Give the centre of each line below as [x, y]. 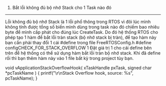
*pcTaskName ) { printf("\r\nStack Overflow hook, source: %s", [69, 73]
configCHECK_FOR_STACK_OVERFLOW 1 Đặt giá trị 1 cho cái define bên [79, 48]
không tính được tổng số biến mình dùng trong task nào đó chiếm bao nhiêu [82, 27]
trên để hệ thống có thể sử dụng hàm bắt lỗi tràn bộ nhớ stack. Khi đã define [83, 53]
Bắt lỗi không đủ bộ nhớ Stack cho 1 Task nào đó [62, 8]
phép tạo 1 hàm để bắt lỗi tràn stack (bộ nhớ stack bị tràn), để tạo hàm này [81, 37]
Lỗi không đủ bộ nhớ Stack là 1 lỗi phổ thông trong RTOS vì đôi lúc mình [78, 22]
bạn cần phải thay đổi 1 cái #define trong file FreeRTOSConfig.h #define [78, 43]
